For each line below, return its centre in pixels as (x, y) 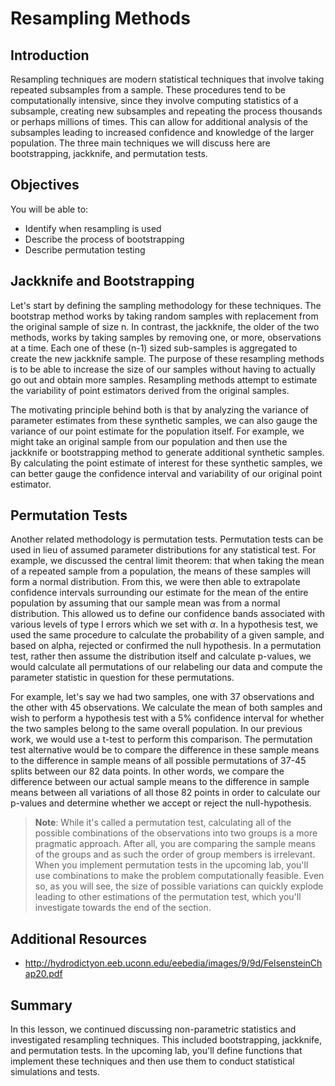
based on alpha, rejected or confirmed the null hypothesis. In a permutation (166, 646)
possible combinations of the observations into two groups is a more (176, 833)
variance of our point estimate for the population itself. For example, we (157, 431)
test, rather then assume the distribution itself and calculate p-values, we (161, 656)
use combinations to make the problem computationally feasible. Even (179, 876)
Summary (41, 1005)
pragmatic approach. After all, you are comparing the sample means (175, 844)
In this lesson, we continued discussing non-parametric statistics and (153, 1029)
